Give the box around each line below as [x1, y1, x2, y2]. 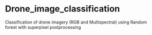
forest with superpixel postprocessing [5, 24, 81, 30]
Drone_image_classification [5, 3, 120, 14]
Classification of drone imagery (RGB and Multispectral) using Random [5, 19, 147, 25]
